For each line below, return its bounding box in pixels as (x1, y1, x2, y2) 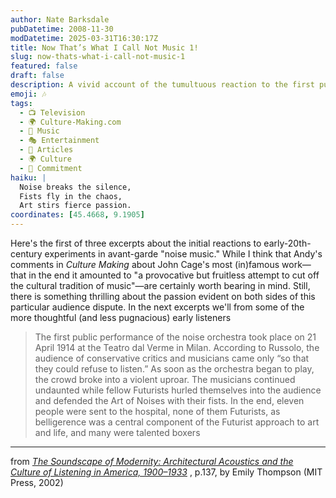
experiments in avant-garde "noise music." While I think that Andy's (44, 248, 323, 260)
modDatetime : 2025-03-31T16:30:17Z (10, 33, 159, 43)
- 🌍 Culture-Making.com (19, 117, 122, 127)
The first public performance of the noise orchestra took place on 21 (34, 331, 317, 343)
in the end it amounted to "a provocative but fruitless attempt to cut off (28, 269, 320, 281)
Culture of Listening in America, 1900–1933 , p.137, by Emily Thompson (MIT (10, 466, 323, 478)
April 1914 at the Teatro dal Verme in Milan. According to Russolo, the (34, 342, 320, 353)
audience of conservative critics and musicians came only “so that (34, 352, 310, 364)
